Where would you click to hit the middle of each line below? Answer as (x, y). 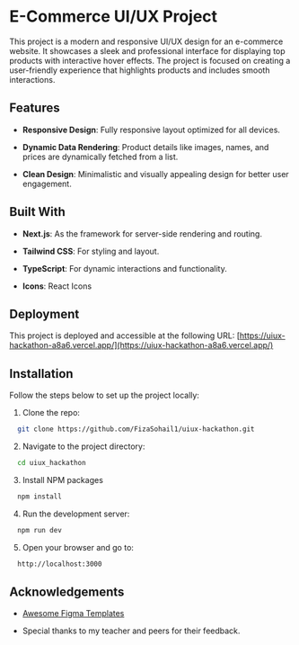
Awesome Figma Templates (73, 614)
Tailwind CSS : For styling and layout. (91, 251)
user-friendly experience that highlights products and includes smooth (140, 70)
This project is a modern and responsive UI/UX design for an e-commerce (146, 41)
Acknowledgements (67, 591)
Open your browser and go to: (78, 547)
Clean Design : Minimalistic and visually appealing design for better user (155, 174)
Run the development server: (76, 514)
